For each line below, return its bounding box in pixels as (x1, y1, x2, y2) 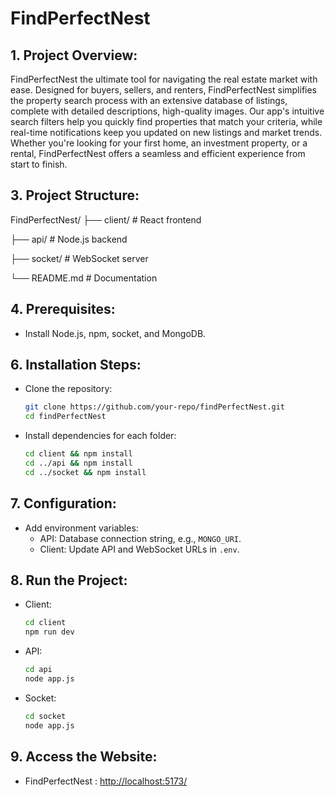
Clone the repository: (24, 383, 113, 395)
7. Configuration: (10, 495, 117, 512)
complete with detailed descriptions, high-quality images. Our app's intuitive (10, 105, 325, 117)
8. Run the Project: (10, 572, 128, 589)
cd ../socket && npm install (24, 467, 147, 477)
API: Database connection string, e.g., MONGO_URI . (39, 532, 242, 544)
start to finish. (10, 158, 68, 170)
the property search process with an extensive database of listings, (10, 95, 288, 106)
